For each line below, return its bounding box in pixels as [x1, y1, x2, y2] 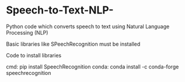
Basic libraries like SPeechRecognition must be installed [6, 40, 141, 47]
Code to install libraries [6, 52, 62, 59]
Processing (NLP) [6, 29, 48, 36]
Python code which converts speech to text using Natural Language [6, 23, 170, 30]
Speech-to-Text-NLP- [6, 4, 114, 17]
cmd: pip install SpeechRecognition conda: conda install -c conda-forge [6, 63, 179, 70]
